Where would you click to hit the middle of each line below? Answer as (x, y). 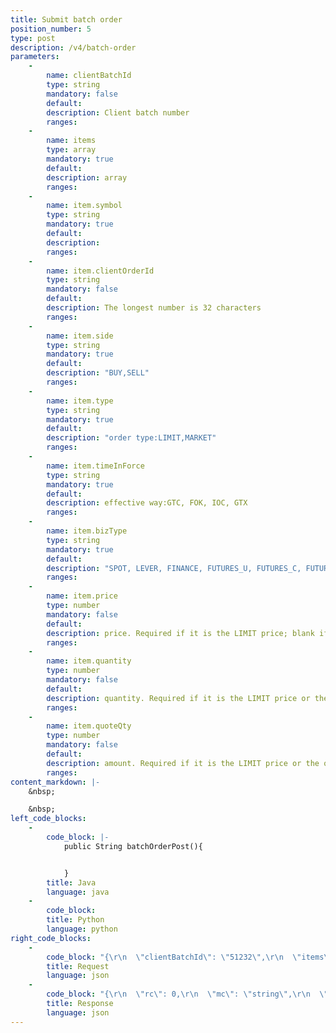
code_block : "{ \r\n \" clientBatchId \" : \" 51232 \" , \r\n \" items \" (189, 957)
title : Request (78, 966)
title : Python (75, 920)
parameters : (35, 57)
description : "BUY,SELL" (98, 373)
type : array (71, 150)
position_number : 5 (51, 29)
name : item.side (80, 336)
